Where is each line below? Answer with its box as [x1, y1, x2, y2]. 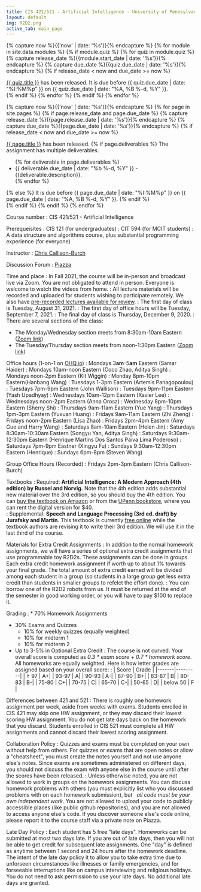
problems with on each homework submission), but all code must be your [6, 791, 190, 798]
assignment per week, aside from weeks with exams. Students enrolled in [6, 703, 188, 710]
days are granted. [6, 879, 50, 887]
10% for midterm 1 [23, 634, 69, 641]
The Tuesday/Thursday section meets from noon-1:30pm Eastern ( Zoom [14, 342, 193, 349]
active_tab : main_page [6, 25, 63, 32]
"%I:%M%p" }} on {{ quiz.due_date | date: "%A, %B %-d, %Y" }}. [6, 85, 169, 93]
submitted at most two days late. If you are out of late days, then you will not [6, 834, 194, 842]
